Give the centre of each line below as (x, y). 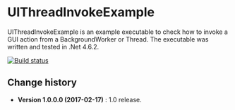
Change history (42, 83)
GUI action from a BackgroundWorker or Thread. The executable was (108, 39)
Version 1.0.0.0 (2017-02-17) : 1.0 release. (80, 99)
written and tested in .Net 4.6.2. (53, 47)
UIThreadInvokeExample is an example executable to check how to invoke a (117, 32)
